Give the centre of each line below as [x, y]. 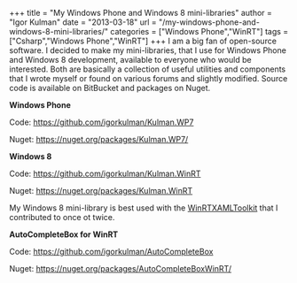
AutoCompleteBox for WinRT [64, 234]
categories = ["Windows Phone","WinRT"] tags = [199, 31]
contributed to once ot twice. [62, 217]
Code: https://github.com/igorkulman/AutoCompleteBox [111, 252]
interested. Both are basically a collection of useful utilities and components [148, 69]
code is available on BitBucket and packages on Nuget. [110, 88]
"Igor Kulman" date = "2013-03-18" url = [83, 22]
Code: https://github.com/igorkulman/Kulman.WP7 [102, 122]
